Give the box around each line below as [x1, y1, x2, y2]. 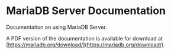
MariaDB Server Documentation [6, 4, 166, 18]
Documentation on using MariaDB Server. [6, 23, 108, 31]
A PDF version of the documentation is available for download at [6, 35, 163, 42]
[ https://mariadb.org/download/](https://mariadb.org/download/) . [6, 41, 166, 48]
